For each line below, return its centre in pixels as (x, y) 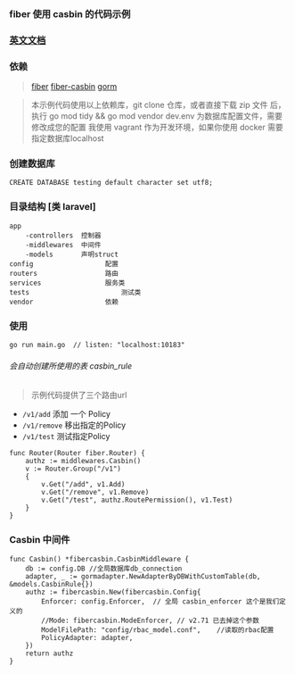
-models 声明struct (72, 254)
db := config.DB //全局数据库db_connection (104, 569)
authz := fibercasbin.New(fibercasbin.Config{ (113, 592)
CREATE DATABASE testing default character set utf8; (111, 183)
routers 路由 (64, 273)
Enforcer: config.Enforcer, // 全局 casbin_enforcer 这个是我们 (160, 601)
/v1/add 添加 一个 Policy (66, 414)
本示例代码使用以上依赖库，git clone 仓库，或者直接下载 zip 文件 (150, 105)
